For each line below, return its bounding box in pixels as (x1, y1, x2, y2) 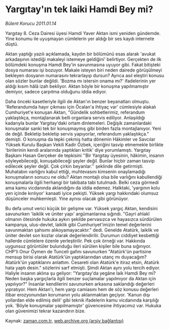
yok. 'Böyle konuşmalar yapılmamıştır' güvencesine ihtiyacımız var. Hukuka (5, 302, 161, 308)
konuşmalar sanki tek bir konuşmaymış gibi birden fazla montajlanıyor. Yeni (5, 125, 161, 131)
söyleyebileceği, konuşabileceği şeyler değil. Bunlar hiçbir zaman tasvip (5, 157, 155, 163)
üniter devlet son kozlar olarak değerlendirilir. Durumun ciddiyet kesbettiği (5, 232, 159, 238)
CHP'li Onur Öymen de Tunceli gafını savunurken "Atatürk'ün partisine (5, 248, 152, 254)
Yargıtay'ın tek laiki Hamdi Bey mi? (5, 4, 153, 15)
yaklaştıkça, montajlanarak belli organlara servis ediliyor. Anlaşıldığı (5, 114, 145, 120)
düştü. (5, 41, 19, 47)
